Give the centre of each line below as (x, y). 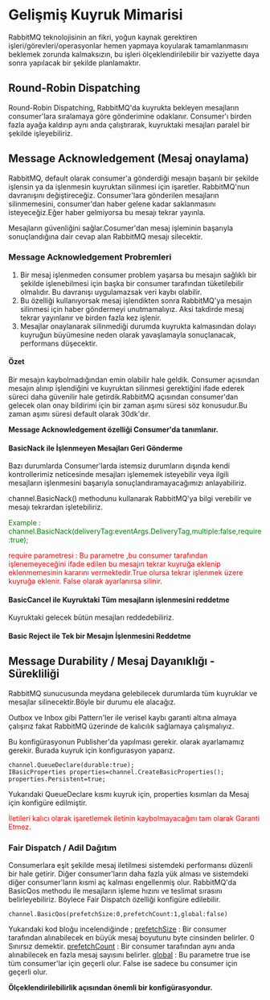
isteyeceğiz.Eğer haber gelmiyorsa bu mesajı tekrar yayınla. (107, 212)
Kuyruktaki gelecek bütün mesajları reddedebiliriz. (91, 617)
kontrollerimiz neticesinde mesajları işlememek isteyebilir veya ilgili (119, 475)
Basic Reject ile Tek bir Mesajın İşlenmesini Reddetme (100, 636)
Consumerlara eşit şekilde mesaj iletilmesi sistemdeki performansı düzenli (131, 865)
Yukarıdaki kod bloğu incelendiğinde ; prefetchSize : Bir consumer (118, 929)
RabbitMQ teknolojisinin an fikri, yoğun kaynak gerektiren (103, 37)
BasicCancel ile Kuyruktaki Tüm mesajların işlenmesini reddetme (119, 600)
